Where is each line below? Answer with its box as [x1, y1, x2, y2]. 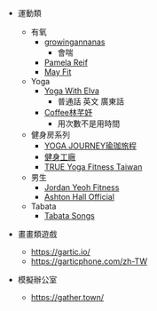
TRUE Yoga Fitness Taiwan [43, 162, 143, 171]
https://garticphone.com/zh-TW [30, 256, 148, 267]
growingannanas [43, 36, 106, 47]
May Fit [43, 67, 72, 77]
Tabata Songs [43, 211, 95, 220]
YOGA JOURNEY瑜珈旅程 [43, 140, 137, 151]
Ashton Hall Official [43, 192, 115, 202]
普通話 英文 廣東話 [57, 96, 125, 107]
